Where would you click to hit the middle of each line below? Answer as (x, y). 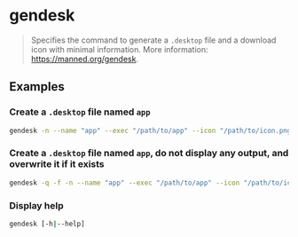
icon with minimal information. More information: (119, 49)
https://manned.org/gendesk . (85, 59)
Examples (37, 87)
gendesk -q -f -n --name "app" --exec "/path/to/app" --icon (125, 183)
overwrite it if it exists (57, 164)
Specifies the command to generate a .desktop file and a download (153, 40)
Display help (36, 205)
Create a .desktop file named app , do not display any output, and (149, 154)
